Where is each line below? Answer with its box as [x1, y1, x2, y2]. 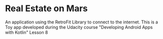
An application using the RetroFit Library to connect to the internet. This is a [5, 19, 158, 25]
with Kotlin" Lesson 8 [5, 29, 48, 35]
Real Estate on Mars [5, 3, 88, 14]
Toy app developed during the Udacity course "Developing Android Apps [5, 24, 153, 30]
